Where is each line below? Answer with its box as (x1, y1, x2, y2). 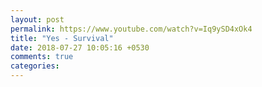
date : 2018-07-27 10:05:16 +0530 (10, 42, 150, 53)
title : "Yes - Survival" (10, 33, 114, 43)
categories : (10, 61, 60, 71)
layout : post (10, 14, 65, 25)
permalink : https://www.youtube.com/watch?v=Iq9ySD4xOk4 (10, 24, 253, 34)
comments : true (10, 52, 74, 62)
